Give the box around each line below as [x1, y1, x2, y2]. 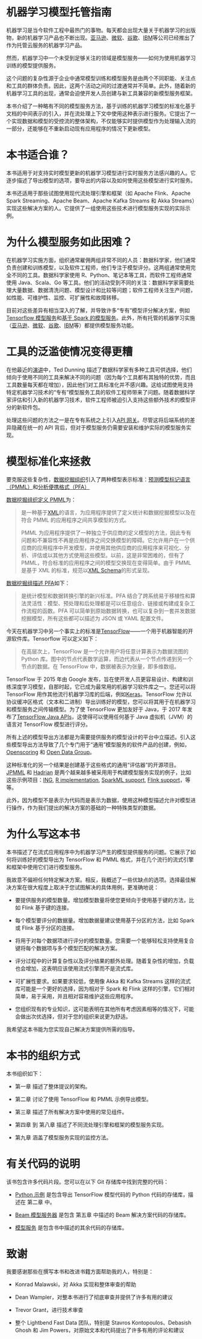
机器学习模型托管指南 [6, 5, 112, 19]
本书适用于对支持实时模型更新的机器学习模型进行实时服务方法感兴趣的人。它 [6, 169, 196, 176]
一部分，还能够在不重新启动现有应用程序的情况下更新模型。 [6, 124, 154, 132]
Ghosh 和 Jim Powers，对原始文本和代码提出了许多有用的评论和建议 [14, 1326, 185, 1334]
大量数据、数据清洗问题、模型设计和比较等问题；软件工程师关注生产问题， [11, 286, 196, 293]
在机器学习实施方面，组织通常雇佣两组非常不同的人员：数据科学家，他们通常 [6, 256, 196, 263]
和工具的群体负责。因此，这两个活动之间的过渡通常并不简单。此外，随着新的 [6, 82, 196, 89]
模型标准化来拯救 [6, 454, 91, 468]
